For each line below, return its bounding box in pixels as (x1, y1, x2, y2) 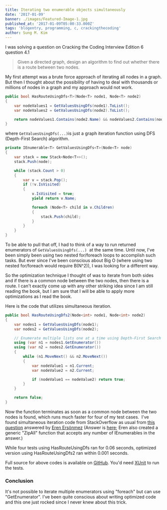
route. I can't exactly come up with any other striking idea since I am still (5, 283, 153, 289)
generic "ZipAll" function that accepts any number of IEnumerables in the (5, 429, 155, 435)
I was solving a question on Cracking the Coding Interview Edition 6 (5, 44, 144, 50)
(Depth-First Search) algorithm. (5, 136, 70, 142)
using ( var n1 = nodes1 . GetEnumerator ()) (14, 340, 101, 345)
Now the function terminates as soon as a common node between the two (5, 409, 157, 415)
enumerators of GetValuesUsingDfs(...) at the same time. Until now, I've (5, 247, 155, 253)
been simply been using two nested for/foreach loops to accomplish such (5, 252, 156, 258)
